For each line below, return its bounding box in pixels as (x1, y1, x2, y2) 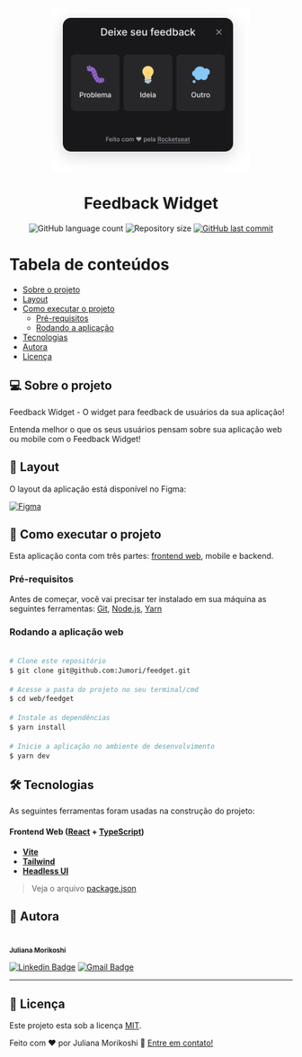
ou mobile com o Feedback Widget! (9, 433, 141, 444)
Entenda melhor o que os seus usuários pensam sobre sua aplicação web (9, 423, 283, 434)
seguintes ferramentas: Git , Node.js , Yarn (9, 603, 163, 614)
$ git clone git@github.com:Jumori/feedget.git (9, 666, 191, 675)
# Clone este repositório (9, 656, 106, 665)
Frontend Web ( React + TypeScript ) (9, 826, 145, 837)
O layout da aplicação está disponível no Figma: (9, 484, 187, 494)
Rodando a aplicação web (9, 626, 124, 638)
